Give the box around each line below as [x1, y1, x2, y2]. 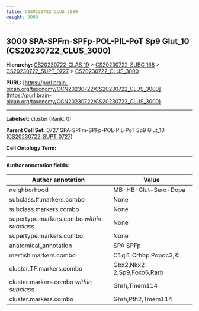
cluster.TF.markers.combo [9, 265, 83, 273]
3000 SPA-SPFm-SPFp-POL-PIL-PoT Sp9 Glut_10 [6, 36, 190, 46]
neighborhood [9, 186, 49, 194]
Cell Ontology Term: [6, 144, 57, 152]
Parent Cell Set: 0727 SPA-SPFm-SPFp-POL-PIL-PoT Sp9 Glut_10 [6, 127, 165, 134]
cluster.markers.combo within [9, 278, 92, 286]
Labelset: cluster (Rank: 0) [6, 115, 72, 122]
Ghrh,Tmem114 [113, 282, 158, 290]
